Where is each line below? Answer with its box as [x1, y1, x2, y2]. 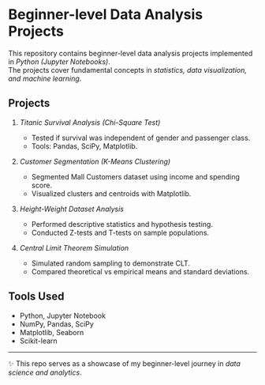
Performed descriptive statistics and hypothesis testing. [31, 219, 213, 228]
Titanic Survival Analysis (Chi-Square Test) [19, 117, 161, 127]
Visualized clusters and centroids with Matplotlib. [31, 188, 192, 198]
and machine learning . [8, 74, 82, 83]
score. [31, 180, 53, 190]
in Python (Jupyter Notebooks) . [8, 57, 110, 66]
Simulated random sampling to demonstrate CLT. [31, 259, 191, 268]
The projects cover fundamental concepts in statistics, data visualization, [8, 65, 247, 74]
